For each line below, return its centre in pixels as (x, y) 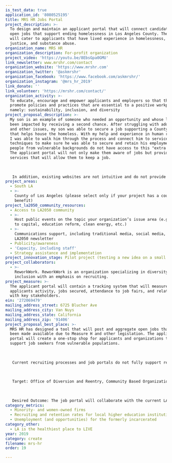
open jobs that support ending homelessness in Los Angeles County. (84, 34)
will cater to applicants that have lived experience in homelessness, (88, 39)
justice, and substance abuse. (43, 44)
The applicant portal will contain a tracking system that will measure (89, 286)
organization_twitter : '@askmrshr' (43, 72)
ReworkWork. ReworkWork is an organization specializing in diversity (91, 272)
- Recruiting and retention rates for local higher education (78, 415)
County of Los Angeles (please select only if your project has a (87, 196)
